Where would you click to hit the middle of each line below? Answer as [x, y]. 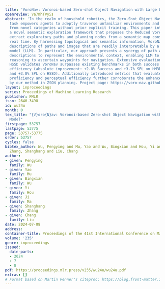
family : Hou [22, 192]
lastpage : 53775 [22, 128]
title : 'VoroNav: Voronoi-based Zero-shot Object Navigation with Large [81, 10]
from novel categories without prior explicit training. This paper [81, 28]
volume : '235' [20, 238]
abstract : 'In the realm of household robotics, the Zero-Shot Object [79, 19]
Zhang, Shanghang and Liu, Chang [44, 151]
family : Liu [22, 220]
